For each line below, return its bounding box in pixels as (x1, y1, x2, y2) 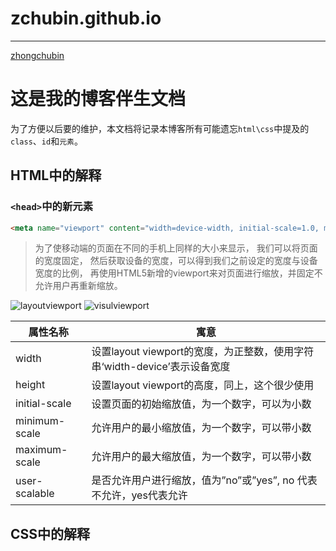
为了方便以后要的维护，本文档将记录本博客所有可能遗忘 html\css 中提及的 (10, 122, 310, 134)
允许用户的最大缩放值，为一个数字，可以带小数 (91, 450, 312, 464)
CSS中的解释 (10, 525, 91, 542)
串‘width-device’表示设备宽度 (91, 360, 231, 374)
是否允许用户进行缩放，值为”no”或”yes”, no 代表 (91, 473, 318, 487)
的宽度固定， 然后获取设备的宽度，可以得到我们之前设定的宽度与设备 (34, 255, 318, 267)
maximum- (15, 443, 68, 457)
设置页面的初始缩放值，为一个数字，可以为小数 (91, 397, 312, 411)
